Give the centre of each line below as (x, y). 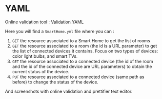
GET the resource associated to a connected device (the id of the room (83, 61)
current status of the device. (41, 71)
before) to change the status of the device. (55, 82)
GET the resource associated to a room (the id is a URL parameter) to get (84, 46)
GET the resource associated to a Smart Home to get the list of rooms (81, 41)
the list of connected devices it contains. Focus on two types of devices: (85, 51)
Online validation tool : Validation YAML (44, 22)
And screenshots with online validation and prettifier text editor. (69, 91)
